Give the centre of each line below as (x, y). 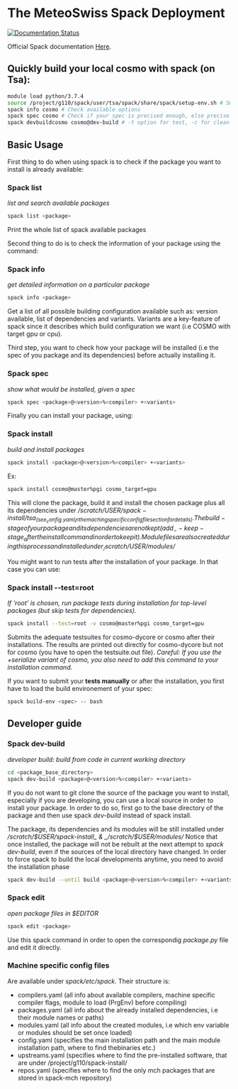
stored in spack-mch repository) (64, 1078)
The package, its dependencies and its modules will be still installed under (116, 829)
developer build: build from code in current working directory (96, 759)
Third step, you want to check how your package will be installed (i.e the (113, 348)
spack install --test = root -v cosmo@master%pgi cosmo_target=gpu (106, 624)
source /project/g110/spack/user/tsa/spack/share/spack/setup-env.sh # (115, 103)
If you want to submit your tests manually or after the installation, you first (116, 681)
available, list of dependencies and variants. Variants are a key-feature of (114, 319)
